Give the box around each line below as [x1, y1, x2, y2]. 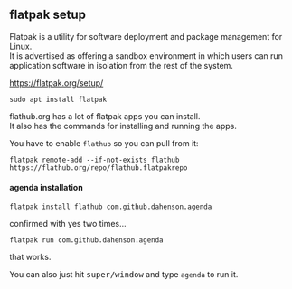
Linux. [9, 41, 33, 51]
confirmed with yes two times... [9, 219, 127, 229]
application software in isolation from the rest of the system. [9, 60, 233, 70]
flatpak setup [9, 7, 86, 23]
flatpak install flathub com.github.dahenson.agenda [9, 202, 212, 211]
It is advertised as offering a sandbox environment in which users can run [9, 50, 283, 61]
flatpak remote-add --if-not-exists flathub [9, 155, 180, 164]
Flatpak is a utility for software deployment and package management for [9, 31, 283, 42]
